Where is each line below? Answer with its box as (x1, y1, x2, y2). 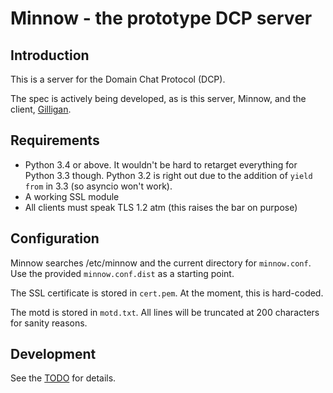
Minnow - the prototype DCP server (10, 7, 313, 30)
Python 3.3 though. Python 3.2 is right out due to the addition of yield (24, 169, 313, 181)
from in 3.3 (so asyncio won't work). (24, 180, 173, 192)
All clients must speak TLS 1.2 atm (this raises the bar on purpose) (24, 201, 298, 213)
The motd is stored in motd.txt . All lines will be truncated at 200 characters (10, 306, 320, 318)
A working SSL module (24, 190, 120, 202)
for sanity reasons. (10, 317, 88, 329)
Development (10, 346, 97, 363)
